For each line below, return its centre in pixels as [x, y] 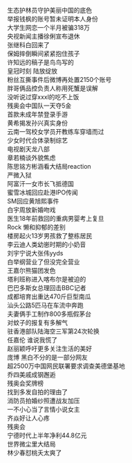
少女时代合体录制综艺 [37, 140]
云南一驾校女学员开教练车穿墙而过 [56, 132]
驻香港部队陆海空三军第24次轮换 [54, 331]
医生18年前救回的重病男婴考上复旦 [56, 218]
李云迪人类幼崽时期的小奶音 [47, 244]
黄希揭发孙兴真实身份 [37, 123]
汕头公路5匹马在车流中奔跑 [46, 305]
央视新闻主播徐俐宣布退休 [44, 36]
